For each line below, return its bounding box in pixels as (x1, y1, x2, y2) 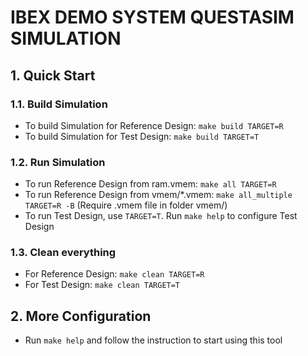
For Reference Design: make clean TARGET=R (24, 268, 205, 280)
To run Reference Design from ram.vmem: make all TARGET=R (24, 178, 277, 190)
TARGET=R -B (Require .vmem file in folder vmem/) (24, 199, 228, 211)
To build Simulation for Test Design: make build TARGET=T (24, 130, 260, 142)
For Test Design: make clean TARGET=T (24, 279, 181, 291)
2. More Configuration (10, 307, 152, 325)
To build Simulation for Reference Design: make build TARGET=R (24, 119, 284, 131)
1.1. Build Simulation (10, 97, 108, 111)
